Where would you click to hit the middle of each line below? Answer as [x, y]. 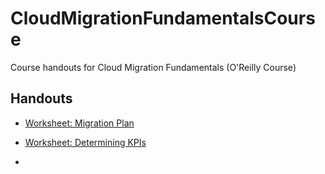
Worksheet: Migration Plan [79, 123]
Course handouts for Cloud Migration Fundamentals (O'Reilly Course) [153, 67]
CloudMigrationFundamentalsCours [163, 18]
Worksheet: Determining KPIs [85, 142]
